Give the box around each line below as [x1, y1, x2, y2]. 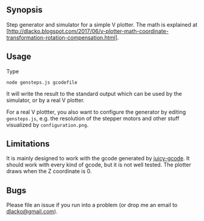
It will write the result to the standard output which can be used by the [6, 90, 182, 97]
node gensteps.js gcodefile [6, 79, 78, 86]
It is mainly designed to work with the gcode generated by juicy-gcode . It [6, 155, 190, 162]
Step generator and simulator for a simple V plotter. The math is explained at [6, 21, 198, 28]
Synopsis [6, 5, 43, 15]
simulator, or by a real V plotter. [6, 97, 85, 104]
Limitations [6, 139, 50, 149]
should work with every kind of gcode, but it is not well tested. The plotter [6, 161, 192, 169]
